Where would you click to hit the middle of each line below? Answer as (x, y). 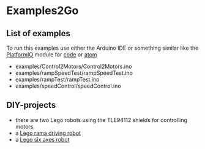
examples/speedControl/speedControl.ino (68, 86)
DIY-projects (31, 105)
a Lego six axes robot (42, 139)
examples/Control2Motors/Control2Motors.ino (73, 66)
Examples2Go (43, 11)
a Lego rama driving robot (48, 133)
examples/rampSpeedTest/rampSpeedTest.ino (74, 73)
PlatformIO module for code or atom (52, 55)
